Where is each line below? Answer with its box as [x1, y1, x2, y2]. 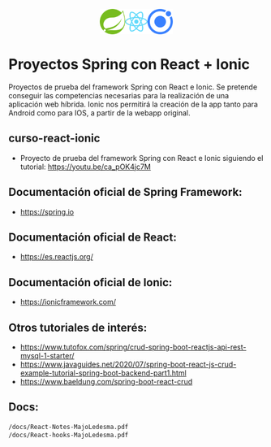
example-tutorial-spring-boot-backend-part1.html [19, 368, 187, 378]
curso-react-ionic [8, 132, 101, 145]
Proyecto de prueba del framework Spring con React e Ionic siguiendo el [19, 153, 264, 163]
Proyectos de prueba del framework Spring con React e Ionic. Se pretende [8, 82, 258, 92]
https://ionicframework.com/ [19, 297, 116, 307]
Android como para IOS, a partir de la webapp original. [8, 107, 191, 118]
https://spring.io [19, 206, 75, 216]
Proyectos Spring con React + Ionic [8, 55, 250, 74]
